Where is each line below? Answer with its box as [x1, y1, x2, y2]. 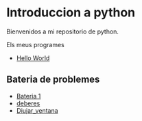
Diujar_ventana [16, 106, 59, 114]
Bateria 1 [16, 92, 41, 100]
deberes [16, 99, 40, 107]
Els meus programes [6, 40, 64, 49]
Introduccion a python [6, 5, 136, 21]
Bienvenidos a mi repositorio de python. [6, 27, 119, 36]
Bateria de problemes [6, 74, 100, 85]
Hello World [16, 53, 50, 62]
